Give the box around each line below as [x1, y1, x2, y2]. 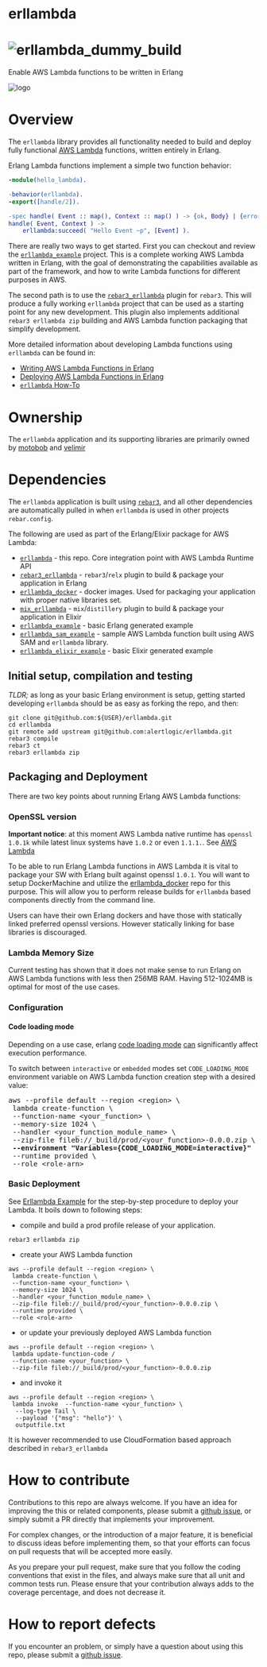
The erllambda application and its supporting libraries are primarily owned [8, 435, 250, 444]
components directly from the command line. [8, 895, 156, 905]
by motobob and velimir [8, 443, 86, 453]
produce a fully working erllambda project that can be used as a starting [8, 299, 244, 308]
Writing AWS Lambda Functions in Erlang [19, 363, 155, 373]
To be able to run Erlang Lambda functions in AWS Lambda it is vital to [8, 861, 238, 871]
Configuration [8, 1002, 64, 1013]
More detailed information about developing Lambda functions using [8, 339, 233, 350]
